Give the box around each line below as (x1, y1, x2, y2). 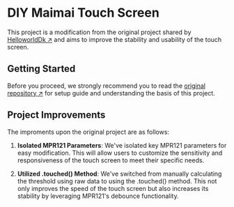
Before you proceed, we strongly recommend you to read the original (7, 82, 205, 90)
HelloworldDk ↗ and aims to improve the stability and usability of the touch (7, 35, 222, 43)
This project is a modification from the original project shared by (7, 28, 192, 36)
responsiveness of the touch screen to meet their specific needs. (17, 155, 205, 164)
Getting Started (7, 63, 76, 75)
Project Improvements (7, 109, 106, 121)
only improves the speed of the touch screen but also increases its (17, 184, 209, 192)
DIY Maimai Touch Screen (7, 5, 160, 21)
